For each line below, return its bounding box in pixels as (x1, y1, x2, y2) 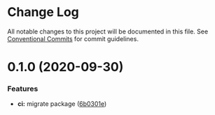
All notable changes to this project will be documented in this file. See (7, 27, 209, 36)
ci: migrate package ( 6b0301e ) (17, 100, 107, 108)
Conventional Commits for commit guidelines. (7, 34, 139, 43)
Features (7, 84, 39, 94)
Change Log (7, 4, 79, 20)
